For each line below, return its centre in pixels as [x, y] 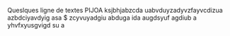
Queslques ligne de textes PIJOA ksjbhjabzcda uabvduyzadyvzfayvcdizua [115, 10]
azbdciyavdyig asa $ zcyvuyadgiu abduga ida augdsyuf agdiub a [102, 18]
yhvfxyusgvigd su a [36, 25]
